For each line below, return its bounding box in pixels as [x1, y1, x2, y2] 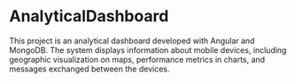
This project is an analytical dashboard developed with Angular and [9, 35, 255, 46]
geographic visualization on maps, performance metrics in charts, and [9, 54, 266, 64]
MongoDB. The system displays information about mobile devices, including [9, 44, 287, 55]
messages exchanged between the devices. [9, 64, 170, 74]
